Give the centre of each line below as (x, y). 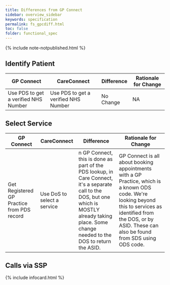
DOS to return (95, 241)
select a (50, 200)
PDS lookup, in (96, 172)
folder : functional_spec (31, 33)
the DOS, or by (136, 219)
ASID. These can (139, 225)
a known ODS (135, 187)
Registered (21, 190)
